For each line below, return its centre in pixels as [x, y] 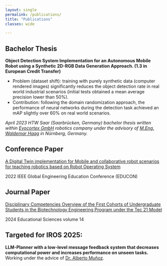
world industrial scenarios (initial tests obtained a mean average [78, 92]
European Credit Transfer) [33, 71]
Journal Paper [28, 192]
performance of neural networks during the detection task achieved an [86, 108]
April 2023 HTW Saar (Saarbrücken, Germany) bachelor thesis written [78, 123]
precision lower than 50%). [40, 97]
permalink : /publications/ [33, 15]
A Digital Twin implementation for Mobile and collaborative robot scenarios [82, 161]
